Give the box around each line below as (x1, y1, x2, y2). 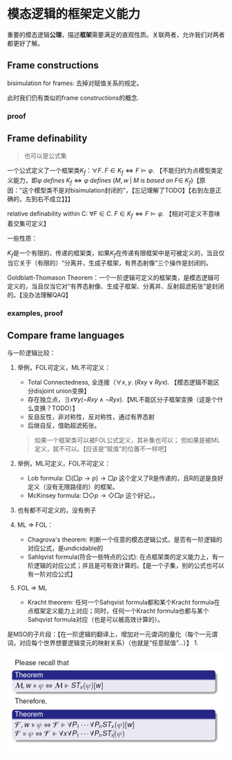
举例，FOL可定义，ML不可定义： (17, 364, 111, 372)
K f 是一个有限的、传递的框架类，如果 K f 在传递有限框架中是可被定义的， (7, 248, 207, 259)
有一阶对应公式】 (27, 570, 77, 578)
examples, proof (7, 308, 64, 318)
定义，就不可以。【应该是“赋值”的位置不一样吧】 (34, 445, 171, 453)
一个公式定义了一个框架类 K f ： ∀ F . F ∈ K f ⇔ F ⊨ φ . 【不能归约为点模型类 (7, 167, 217, 176)
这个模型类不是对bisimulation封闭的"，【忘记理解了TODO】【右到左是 (21, 186, 216, 194)
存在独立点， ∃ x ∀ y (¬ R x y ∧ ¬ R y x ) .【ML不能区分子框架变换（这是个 (27, 396, 217, 404)
